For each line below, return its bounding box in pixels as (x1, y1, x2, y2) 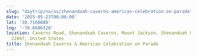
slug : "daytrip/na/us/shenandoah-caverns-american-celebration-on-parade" (6, 8, 193, 15)
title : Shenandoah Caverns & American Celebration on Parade (6, 41, 159, 47)
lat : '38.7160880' (6, 19, 51, 25)
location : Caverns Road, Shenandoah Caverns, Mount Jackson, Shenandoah (6, 30, 188, 36)
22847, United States (11, 36, 64, 41)
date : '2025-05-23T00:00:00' (6, 14, 77, 20)
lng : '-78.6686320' (6, 24, 54, 31)
